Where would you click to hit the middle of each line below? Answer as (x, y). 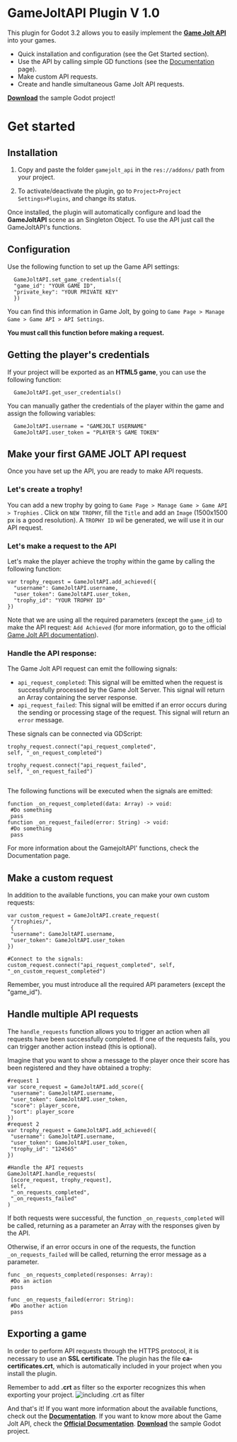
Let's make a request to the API (62, 546)
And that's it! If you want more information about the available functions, (112, 1408)
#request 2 (23, 1124)
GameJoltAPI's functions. (44, 227)
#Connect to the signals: (45, 959)
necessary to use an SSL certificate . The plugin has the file (94, 1358)
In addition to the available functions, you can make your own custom (109, 895)
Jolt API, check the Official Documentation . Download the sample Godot (114, 1424)
